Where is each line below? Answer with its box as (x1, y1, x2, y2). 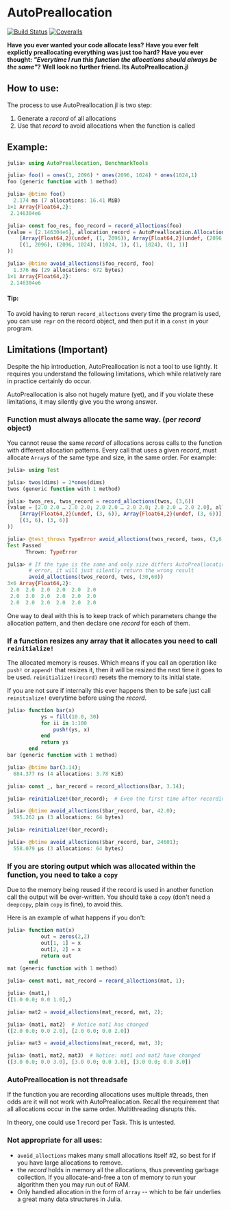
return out (40, 952, 72, 959)
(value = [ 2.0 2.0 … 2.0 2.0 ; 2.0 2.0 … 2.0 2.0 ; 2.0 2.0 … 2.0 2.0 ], (7, 504, 213, 511)
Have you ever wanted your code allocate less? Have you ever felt (7, 41, 199, 49)
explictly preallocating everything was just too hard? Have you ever (7, 48, 204, 56)
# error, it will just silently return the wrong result (28, 567, 194, 574)
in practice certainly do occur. (7, 376, 92, 385)
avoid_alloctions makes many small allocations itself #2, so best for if (16, 1151, 216, 1159)
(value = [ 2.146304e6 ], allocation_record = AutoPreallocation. (7, 229, 194, 236)
